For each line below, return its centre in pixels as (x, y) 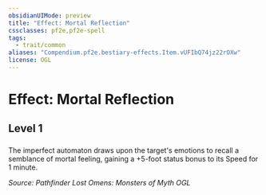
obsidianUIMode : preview (50, 16)
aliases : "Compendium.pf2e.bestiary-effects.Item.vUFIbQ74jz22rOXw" (125, 53)
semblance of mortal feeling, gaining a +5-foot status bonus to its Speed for (133, 159)
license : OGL (30, 60)
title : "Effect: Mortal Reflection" (69, 23)
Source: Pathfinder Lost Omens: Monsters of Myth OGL (99, 183)
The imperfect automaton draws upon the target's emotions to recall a (124, 150)
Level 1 (26, 129)
